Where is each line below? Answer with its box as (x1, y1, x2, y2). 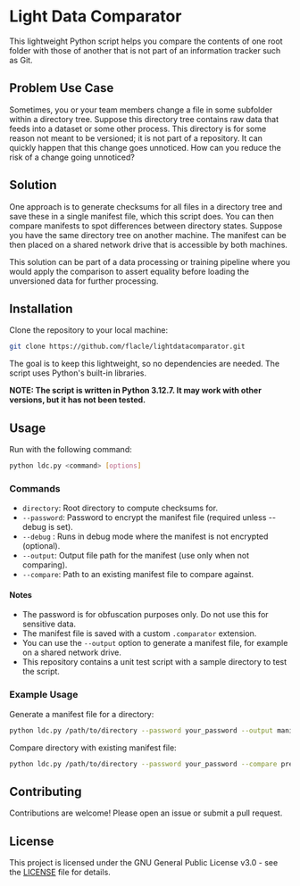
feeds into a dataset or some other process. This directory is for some (9, 123, 267, 134)
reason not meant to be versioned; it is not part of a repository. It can (9, 132, 263, 144)
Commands (9, 482, 61, 494)
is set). (47, 522, 73, 533)
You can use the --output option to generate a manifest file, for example (21, 638, 288, 649)
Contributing (9, 783, 82, 799)
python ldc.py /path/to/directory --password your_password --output (9, 725, 274, 735)
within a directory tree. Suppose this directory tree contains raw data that (9, 113, 279, 124)
